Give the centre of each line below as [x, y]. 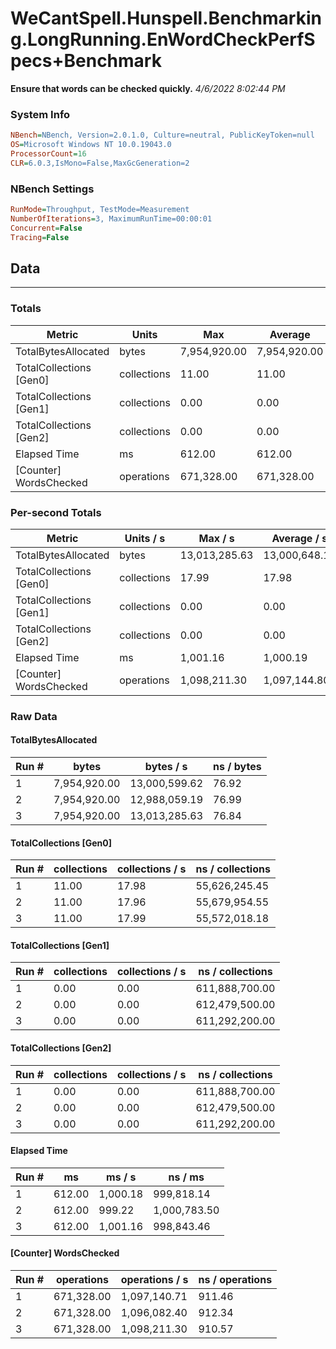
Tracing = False [40, 237]
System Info [40, 114]
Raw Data [34, 716]
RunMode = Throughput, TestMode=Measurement [100, 210]
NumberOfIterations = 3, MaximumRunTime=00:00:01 [111, 218]
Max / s [216, 538]
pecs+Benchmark [86, 61]
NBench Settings [52, 189]
